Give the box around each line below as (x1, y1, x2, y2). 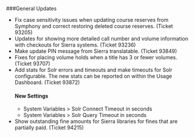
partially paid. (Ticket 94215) (14, 124, 84, 131)
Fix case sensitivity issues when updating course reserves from (14, 16, 169, 23)
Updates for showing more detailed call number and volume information (14, 35, 189, 42)
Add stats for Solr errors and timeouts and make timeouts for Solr (14, 66, 173, 73)
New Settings (14, 92, 49, 99)
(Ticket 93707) (14, 60, 50, 67)
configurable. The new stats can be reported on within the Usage (14, 73, 172, 79)
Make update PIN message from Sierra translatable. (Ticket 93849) (14, 48, 178, 55)
